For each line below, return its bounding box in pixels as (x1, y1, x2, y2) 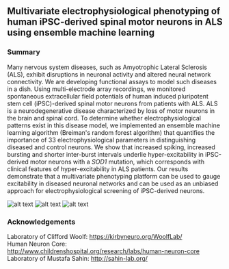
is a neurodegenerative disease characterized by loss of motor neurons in (7, 106, 215, 115)
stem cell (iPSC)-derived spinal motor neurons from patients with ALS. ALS (7, 99, 218, 107)
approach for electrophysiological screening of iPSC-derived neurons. (7, 186, 205, 194)
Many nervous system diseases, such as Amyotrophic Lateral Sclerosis (7, 63, 207, 71)
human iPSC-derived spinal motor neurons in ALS (7, 16, 223, 28)
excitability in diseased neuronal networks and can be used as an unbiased (7, 179, 219, 188)
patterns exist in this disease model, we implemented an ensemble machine (7, 121, 221, 129)
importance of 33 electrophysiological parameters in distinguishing (7, 136, 196, 144)
